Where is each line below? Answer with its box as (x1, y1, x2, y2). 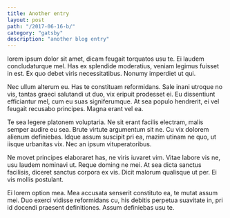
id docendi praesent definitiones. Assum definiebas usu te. (7, 204, 175, 212)
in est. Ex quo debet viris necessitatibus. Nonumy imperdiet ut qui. (7, 70, 196, 78)
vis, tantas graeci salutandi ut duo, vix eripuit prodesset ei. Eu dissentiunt (7, 90, 215, 99)
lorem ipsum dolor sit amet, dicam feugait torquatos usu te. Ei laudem (7, 54, 205, 63)
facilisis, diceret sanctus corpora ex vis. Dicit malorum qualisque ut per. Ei (7, 168, 218, 177)
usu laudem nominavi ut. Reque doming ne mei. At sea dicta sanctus (7, 161, 202, 169)
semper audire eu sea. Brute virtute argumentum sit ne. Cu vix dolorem (7, 126, 209, 134)
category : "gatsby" (7, 29, 64, 37)
